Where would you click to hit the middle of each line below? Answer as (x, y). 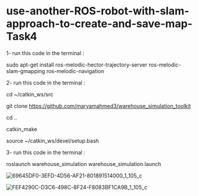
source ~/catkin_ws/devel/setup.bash (53, 141)
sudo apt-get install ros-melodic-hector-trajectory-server (77, 65)
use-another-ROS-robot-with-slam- (98, 11)
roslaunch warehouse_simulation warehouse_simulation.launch (84, 164)
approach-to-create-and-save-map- (99, 24)
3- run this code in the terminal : (46, 152)
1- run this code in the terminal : (45, 53)
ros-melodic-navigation (75, 71)
